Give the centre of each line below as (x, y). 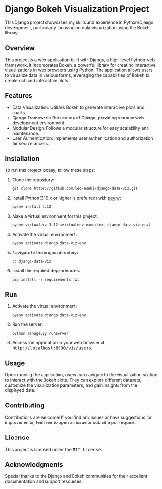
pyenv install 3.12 (32, 207)
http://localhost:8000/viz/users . (52, 348)
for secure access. (30, 143)
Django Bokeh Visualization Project (77, 9)
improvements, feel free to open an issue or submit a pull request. (71, 422)
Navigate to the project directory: (45, 252)
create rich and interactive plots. (37, 80)
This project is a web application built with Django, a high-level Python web (80, 60)
